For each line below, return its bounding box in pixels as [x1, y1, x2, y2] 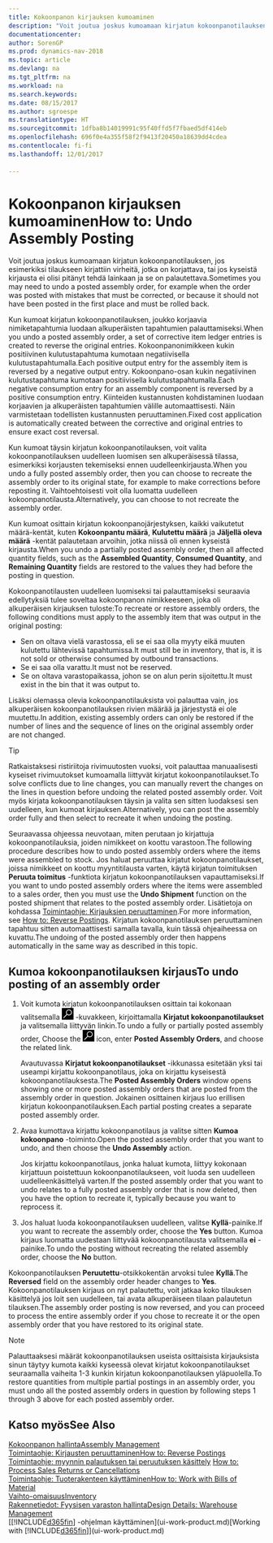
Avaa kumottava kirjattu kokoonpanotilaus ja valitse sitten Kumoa [19, 1126, 239, 1136]
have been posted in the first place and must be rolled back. [8, 299, 210, 309]
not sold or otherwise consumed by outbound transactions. [19, 654, 219, 663]
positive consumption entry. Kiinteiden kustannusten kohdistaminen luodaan [8, 392, 264, 402]
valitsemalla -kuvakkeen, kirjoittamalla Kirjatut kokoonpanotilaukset [19, 1012, 264, 1022]
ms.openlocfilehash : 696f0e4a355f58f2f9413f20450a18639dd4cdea [8, 133, 227, 141]
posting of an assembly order [8, 977, 161, 991]
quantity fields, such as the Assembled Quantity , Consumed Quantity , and [8, 553, 262, 564]
